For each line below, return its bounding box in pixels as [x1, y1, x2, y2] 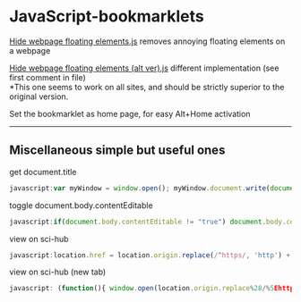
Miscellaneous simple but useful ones [9, 143, 226, 158]
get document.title [9, 166, 77, 177]
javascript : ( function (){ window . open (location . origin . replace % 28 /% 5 [9, 284, 275, 293]
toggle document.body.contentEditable [9, 199, 154, 211]
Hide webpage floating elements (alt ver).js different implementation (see [9, 63, 279, 73]
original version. [9, 91, 69, 102]
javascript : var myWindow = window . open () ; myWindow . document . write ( [9, 183, 271, 193]
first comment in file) [9, 71, 87, 82]
